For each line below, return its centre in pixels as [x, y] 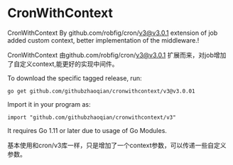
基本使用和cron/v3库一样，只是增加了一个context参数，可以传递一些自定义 [117, 145]
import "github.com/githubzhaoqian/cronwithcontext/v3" [92, 117]
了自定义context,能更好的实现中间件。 [63, 64]
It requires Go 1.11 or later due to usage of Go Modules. [87, 130]
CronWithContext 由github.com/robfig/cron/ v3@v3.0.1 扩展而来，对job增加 [117, 55]
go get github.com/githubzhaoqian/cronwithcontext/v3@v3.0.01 [101, 91]
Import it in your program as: [49, 104]
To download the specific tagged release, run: [75, 78]
